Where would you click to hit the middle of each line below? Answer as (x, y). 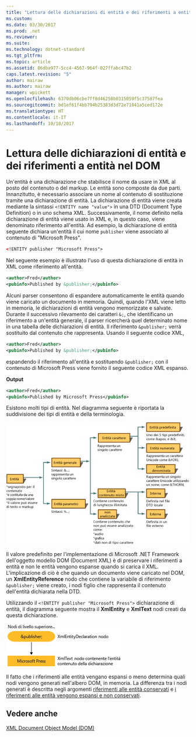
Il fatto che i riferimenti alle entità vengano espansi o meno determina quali (96, 677)
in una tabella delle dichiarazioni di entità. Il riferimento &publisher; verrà (94, 326)
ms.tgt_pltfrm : (24, 56)
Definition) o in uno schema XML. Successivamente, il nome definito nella (94, 213)
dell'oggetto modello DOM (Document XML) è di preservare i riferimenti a (94, 561)
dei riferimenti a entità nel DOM (83, 165)
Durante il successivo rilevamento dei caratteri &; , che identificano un (90, 314)
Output (15, 379)
